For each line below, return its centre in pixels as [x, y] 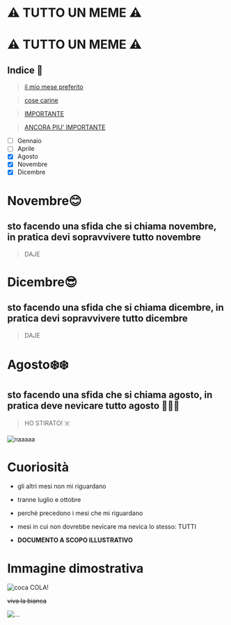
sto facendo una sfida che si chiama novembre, [112, 226]
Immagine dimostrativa [75, 568]
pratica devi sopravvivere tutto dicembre [97, 319]
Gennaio [29, 141]
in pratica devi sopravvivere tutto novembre [104, 237]
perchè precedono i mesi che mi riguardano [80, 513]
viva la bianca [27, 601]
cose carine [41, 100]
